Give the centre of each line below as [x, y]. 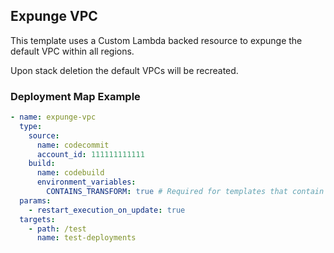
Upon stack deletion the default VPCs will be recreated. [124, 70]
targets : [37, 219]
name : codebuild [70, 173]
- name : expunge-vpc [53, 117]
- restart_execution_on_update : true [107, 210]
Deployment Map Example [75, 96]
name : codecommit [73, 145]
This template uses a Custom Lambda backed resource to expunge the [156, 40]
